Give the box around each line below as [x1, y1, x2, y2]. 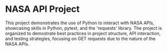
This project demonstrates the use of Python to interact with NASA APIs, [5, 20, 154, 26]
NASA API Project [5, 3, 80, 15]
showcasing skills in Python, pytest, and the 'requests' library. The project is [5, 25, 162, 31]
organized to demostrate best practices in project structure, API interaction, [5, 30, 161, 36]
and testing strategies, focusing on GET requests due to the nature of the [5, 36, 156, 42]
